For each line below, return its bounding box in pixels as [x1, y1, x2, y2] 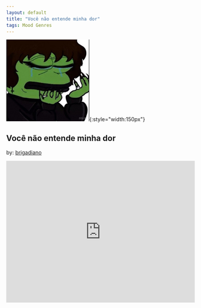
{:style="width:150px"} [89, 116, 145, 123]
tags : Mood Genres [6, 22, 52, 28]
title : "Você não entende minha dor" [6, 16, 100, 22]
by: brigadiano [6, 149, 42, 156]
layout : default [6, 10, 47, 16]
